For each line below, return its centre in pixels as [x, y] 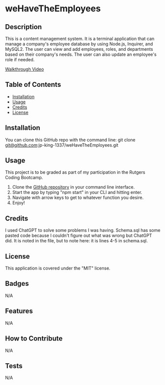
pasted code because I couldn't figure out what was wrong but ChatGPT [79, 235]
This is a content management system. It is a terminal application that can [80, 38]
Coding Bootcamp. [24, 178]
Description [23, 27]
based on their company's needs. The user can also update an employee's [81, 54]
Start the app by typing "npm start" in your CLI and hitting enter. [77, 192]
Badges [17, 284]
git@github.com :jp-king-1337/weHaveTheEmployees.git [62, 145]
